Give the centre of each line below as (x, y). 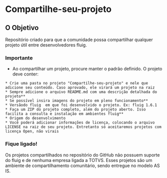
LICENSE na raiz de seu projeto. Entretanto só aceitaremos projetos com (83, 127)
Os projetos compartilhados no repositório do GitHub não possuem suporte (83, 155)
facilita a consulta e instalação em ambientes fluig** (64, 114)
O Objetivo (22, 28)
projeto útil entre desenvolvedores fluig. (46, 45)
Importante (19, 57)
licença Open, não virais (32, 131)
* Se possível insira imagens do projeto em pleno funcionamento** (77, 101)
